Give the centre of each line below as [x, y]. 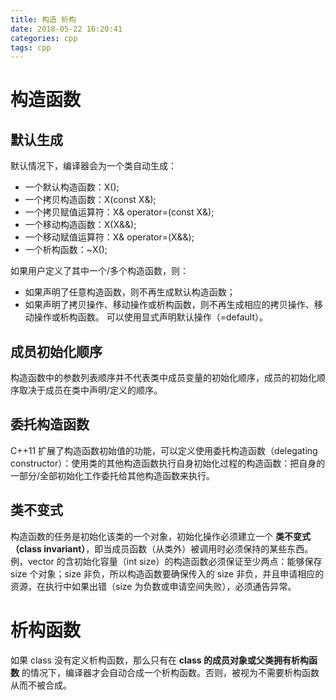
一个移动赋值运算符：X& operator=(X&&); [109, 237]
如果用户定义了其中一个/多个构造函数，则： [100, 271]
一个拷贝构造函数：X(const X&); [90, 200]
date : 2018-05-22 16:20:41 [66, 29]
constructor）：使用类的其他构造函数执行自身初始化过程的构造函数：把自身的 [168, 463]
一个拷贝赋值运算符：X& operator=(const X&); [119, 212]
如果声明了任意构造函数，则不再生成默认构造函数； [130, 292]
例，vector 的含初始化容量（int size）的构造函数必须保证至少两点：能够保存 [166, 561]
